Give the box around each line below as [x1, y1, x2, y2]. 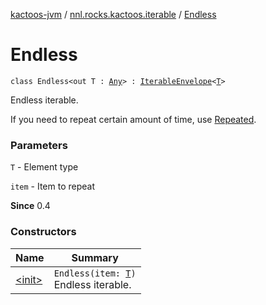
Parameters [10, 138, 68, 152]
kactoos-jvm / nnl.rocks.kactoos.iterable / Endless [10, 9, 217, 20]
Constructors [10, 225, 77, 239]
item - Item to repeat [10, 180, 96, 193]
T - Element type [10, 161, 79, 173]
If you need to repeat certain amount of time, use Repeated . [10, 113, 257, 125]
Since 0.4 [10, 200, 51, 212]
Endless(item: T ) [53, 267, 137, 279]
